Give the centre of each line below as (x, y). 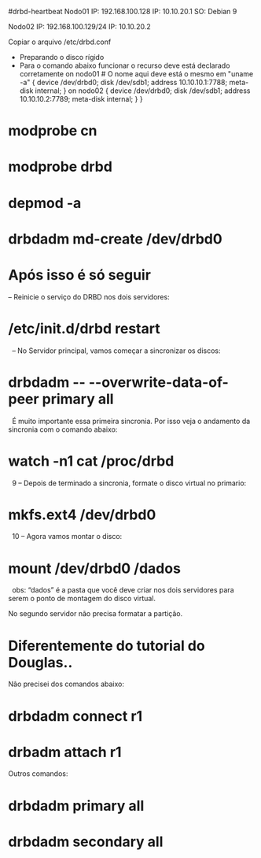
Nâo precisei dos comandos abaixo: (66, 684)
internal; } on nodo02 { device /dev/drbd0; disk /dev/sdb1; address (143, 91)
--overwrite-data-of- (159, 382)
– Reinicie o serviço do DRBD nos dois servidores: (89, 297)
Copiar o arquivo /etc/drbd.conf (60, 42)
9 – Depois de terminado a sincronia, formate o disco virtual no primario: (129, 483)
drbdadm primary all (76, 806)
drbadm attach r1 (65, 752)
